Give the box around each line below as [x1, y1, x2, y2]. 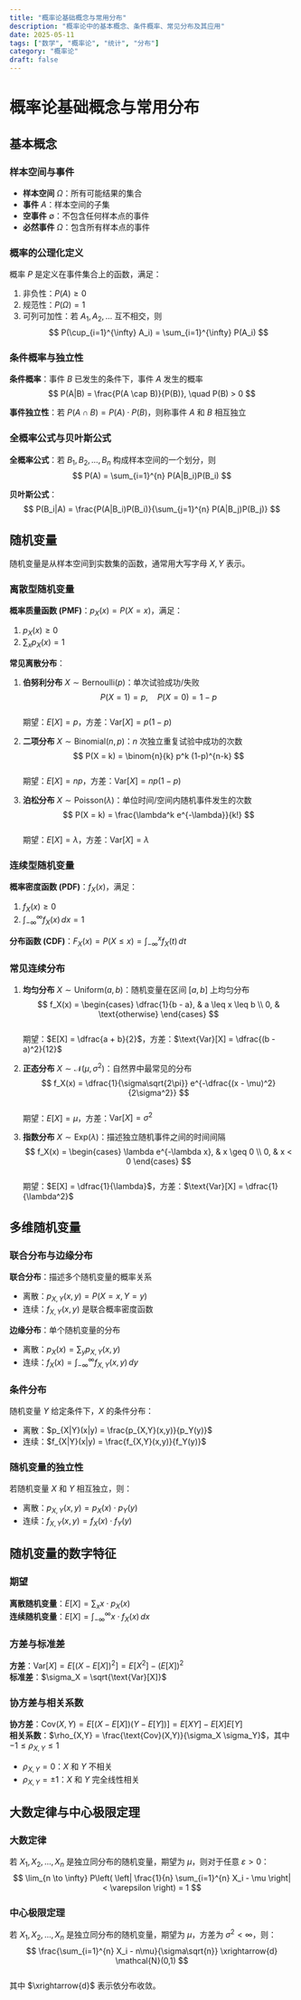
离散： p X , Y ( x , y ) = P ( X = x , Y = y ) [22, 1290, 147, 1303]
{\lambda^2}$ [22, 1191, 74, 1202]
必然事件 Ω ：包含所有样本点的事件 [22, 221, 151, 232]
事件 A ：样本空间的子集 [22, 198, 110, 209]
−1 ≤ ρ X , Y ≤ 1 [9, 1740, 60, 1753]
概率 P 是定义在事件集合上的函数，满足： [9, 269, 162, 280]
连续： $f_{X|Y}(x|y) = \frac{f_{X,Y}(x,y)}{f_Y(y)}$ [22, 1437, 207, 1447]
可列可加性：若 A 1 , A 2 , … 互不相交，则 [22, 311, 163, 323]
